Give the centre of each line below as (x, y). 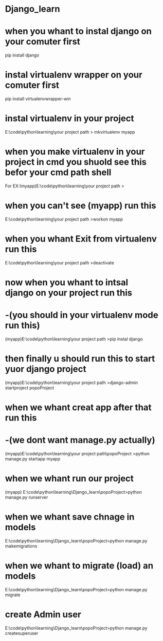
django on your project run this (69, 293)
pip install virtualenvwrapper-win (38, 99)
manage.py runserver (27, 497)
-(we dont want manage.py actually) (80, 440)
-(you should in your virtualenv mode (82, 315)
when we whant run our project (69, 479)
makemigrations (21, 546)
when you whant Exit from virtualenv (81, 239)
